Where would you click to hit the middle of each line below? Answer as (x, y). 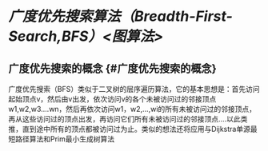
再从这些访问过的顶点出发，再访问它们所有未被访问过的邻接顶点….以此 (125, 119)
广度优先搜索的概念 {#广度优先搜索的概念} (113, 68)
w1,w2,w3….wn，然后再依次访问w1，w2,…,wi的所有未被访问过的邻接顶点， (132, 109)
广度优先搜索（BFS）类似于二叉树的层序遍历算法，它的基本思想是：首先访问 (134, 89)
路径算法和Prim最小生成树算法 (65, 139)
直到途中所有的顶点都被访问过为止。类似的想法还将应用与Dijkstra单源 (136, 129)
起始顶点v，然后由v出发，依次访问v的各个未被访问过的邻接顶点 (112, 99)
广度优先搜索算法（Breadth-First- (121, 16)
